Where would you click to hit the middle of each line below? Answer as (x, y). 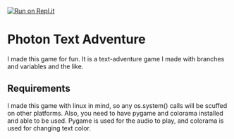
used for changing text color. (49, 128)
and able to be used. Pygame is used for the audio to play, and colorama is (116, 121)
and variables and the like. (45, 66)
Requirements (39, 89)
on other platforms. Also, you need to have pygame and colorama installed (115, 113)
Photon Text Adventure (76, 40)
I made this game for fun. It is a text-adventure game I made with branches (116, 59)
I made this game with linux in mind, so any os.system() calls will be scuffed (117, 105)
